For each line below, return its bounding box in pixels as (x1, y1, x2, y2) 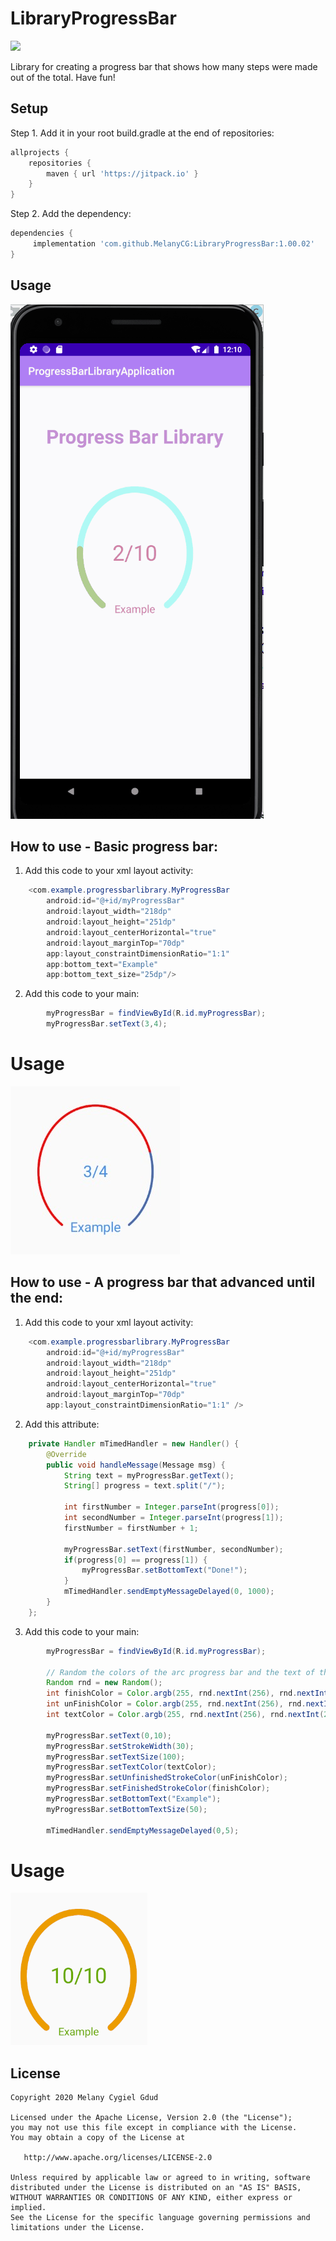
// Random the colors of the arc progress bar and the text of (46, 1667, 315, 1677)
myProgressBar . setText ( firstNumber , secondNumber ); (63, 1544, 284, 1554)
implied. (10, 2203, 47, 2213)
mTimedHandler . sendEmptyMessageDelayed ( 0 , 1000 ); (63, 1587, 275, 1597)
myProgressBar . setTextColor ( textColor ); (46, 1762, 217, 1772)
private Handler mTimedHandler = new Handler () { (28, 1438, 240, 1449)
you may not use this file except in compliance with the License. (10, 2123, 298, 2133)
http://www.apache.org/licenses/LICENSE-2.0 (23, 2153, 213, 2163)
